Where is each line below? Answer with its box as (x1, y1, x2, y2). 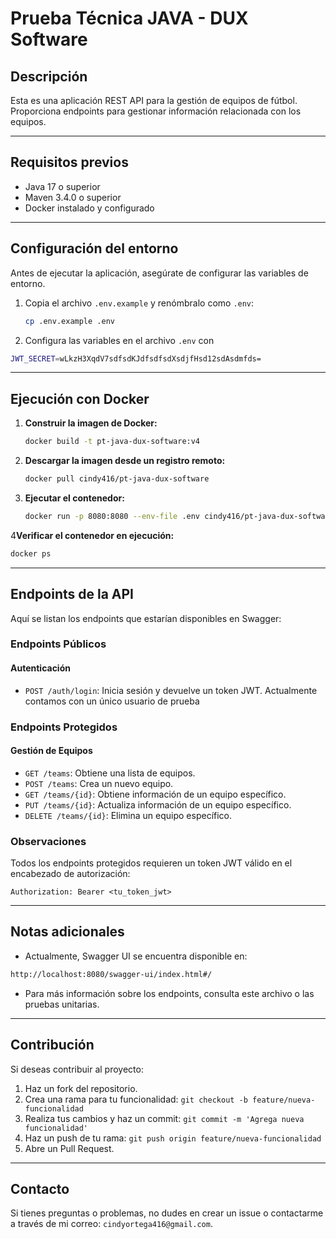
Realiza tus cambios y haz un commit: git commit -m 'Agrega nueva (24, 1112, 305, 1124)
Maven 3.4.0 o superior (24, 191, 122, 203)
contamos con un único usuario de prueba (24, 695, 200, 707)
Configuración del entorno (10, 240, 179, 257)
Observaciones (10, 834, 87, 848)
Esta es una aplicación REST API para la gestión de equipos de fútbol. (10, 95, 298, 106)
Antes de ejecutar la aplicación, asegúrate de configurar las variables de (10, 267, 309, 279)
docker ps (10, 548, 52, 559)
